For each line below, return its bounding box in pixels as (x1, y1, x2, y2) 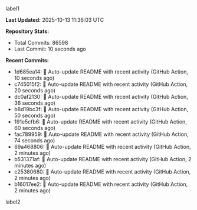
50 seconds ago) (14, 112, 55, 119)
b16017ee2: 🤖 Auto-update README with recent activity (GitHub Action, (14, 181, 188, 188)
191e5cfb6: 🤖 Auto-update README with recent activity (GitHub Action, (14, 118, 187, 125)
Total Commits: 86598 (14, 39, 68, 46)
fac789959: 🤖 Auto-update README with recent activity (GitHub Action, (14, 131, 189, 138)
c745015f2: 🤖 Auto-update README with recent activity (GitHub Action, (14, 81, 188, 88)
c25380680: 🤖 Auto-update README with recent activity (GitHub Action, (14, 168, 191, 175)
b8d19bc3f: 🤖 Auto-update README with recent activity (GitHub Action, (14, 106, 189, 112)
